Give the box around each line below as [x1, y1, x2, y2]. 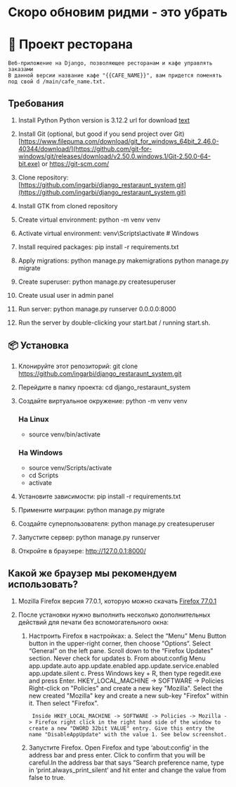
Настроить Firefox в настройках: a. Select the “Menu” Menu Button [28, 631, 227, 641]
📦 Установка [8, 339, 69, 352]
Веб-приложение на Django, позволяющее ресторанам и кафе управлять [8, 60, 213, 67]
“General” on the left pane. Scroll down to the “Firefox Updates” [28, 647, 214, 655]
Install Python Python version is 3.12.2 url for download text [18, 115, 190, 124]
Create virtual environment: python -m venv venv [18, 215, 161, 224]
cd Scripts [28, 471, 59, 479]
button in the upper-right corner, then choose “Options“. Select [28, 639, 211, 648]
